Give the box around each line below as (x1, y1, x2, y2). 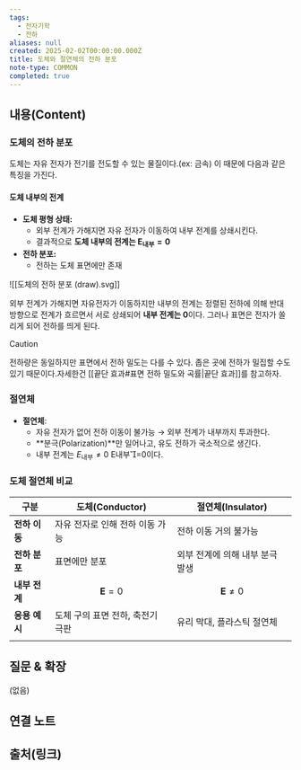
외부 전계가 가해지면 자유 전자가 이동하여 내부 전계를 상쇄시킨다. (35, 225, 258, 235)
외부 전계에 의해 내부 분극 (176, 548, 278, 561)
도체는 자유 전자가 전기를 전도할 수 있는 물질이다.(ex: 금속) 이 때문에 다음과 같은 (9, 158, 287, 169)
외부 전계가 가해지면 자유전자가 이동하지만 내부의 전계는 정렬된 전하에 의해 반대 (9, 298, 285, 309)
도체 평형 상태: (21, 213, 73, 225)
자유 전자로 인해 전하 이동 (55, 518, 156, 530)
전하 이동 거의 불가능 (176, 525, 259, 537)
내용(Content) (9, 107, 87, 122)
